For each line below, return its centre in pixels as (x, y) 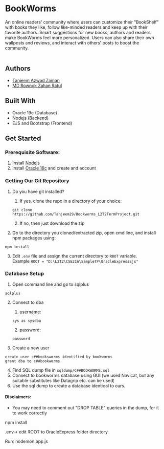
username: (30, 312)
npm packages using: (34, 238)
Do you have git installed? (38, 192)
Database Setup (24, 274)
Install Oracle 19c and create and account (54, 168)
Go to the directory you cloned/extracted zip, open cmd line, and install (84, 233)
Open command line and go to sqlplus (50, 284)
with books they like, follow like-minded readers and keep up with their (76, 27)
